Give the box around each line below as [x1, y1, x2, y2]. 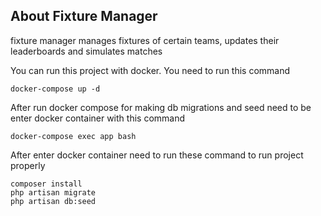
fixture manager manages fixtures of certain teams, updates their [10, 34, 280, 46]
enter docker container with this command [10, 112, 186, 124]
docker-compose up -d [10, 84, 101, 94]
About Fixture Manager [10, 8, 158, 25]
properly [10, 159, 46, 171]
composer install [10, 179, 83, 189]
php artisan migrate [10, 187, 97, 198]
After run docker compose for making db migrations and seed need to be [10, 101, 312, 113]
